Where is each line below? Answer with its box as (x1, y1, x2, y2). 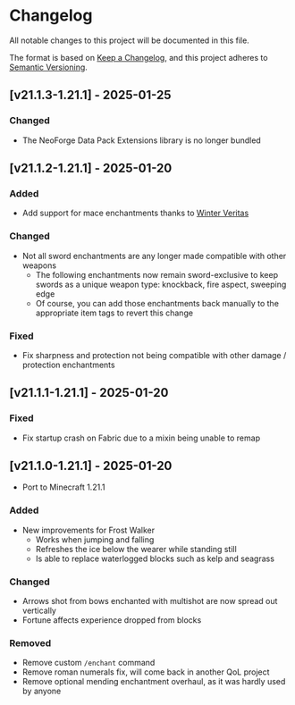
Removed (9, 636, 52, 649)
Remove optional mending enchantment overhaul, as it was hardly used (21, 676, 286, 687)
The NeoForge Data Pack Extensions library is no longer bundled (21, 135, 261, 146)
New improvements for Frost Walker (21, 525, 155, 535)
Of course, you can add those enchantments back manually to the (35, 298, 280, 308)
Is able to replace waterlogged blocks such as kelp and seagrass (35, 553, 275, 564)
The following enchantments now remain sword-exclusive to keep (35, 269, 279, 280)
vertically (21, 605, 56, 616)
